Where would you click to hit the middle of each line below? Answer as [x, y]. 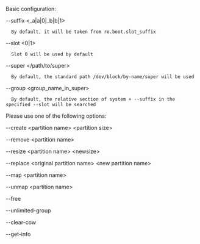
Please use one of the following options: [56, 116]
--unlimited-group [28, 210]
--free [13, 199]
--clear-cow [21, 222]
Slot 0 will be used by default [52, 54]
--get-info [18, 234]
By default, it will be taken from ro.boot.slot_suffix [84, 32]
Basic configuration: [31, 9]
